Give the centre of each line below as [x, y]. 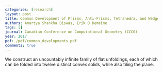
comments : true [20, 45]
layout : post [18, 14]
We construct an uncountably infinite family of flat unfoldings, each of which [81, 59]
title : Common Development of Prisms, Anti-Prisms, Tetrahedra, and [76, 18]
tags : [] [14, 28]
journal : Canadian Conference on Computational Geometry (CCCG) [71, 32]
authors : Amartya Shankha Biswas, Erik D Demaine [56, 23]
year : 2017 [16, 37]
